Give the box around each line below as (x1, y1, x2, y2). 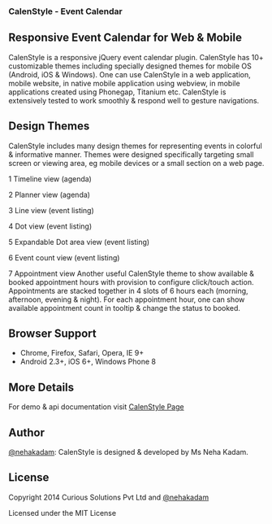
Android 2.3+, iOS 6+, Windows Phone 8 (19, 356, 157, 367)
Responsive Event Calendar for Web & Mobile (8, 31, 242, 45)
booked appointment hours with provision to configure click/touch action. (8, 277, 254, 286)
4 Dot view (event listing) (8, 221, 93, 231)
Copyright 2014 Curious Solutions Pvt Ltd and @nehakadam (8, 492, 209, 502)
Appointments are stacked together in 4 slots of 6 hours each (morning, (8, 286, 249, 295)
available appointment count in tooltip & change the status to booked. (8, 303, 241, 312)
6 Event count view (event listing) (8, 252, 120, 262)
